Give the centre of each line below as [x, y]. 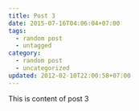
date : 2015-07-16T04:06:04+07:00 [64, 23]
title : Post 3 [32, 16]
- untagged [34, 46]
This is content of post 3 [49, 98]
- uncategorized [43, 68]
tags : [17, 31]
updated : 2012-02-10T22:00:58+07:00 [69, 76]
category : [25, 53]
